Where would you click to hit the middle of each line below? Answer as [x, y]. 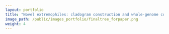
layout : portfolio [24, 10]
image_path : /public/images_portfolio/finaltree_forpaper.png [72, 19]
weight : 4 [16, 24]
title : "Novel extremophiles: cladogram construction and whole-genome [82, 14]
